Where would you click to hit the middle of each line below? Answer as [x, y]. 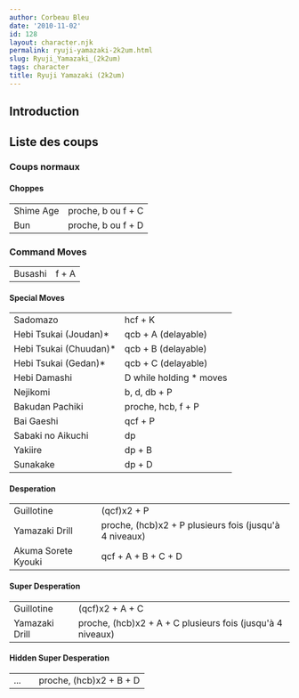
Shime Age [36, 210]
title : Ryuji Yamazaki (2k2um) [67, 76]
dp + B [138, 450]
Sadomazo [36, 320]
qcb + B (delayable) [166, 349]
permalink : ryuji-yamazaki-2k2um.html [81, 51]
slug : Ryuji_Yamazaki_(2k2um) [65, 59]
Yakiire [28, 450]
